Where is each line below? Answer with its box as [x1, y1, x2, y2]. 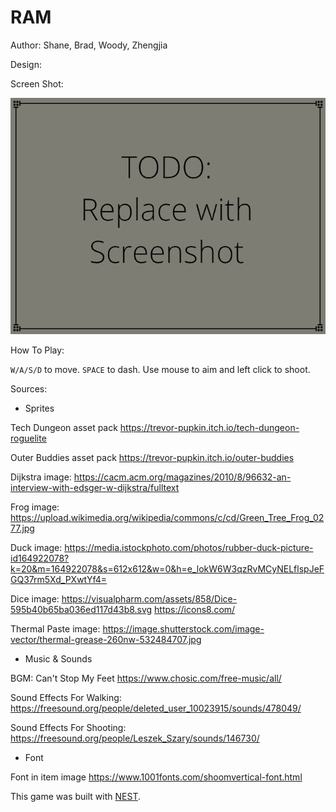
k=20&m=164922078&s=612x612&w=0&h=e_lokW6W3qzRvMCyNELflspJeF [10, 562, 325, 575]
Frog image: [10, 501, 60, 513]
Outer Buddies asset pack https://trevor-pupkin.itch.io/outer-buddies [10, 451, 295, 463]
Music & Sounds [24, 652, 93, 665]
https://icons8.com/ [154, 603, 236, 615]
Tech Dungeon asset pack [10, 421, 118, 433]
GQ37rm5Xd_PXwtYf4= [10, 573, 108, 585]
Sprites [24, 402, 55, 414]
